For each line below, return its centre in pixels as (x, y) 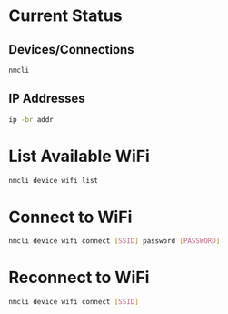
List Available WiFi (79, 156)
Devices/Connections (71, 50)
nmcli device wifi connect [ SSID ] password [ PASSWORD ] (114, 241)
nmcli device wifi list (54, 180)
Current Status (65, 16)
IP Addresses (47, 99)
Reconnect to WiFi (79, 278)
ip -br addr (31, 119)
